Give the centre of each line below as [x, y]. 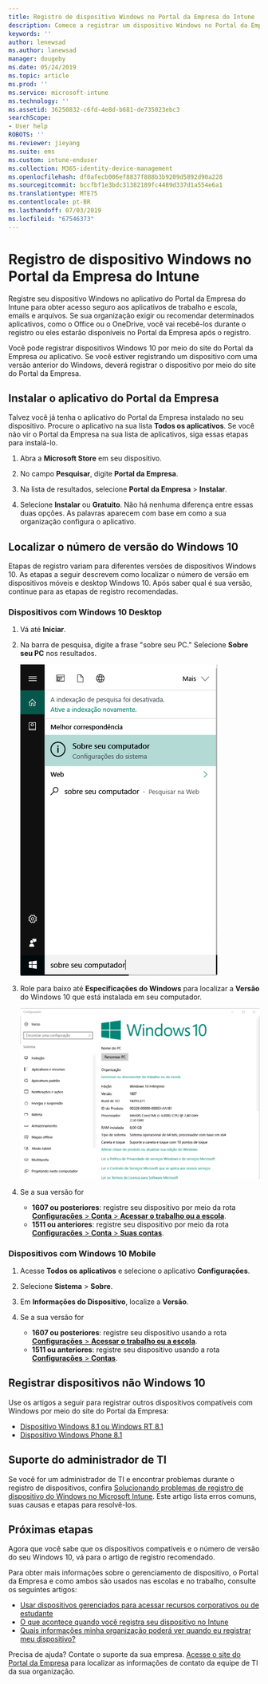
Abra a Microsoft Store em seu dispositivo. [91, 458]
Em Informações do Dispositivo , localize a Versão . [104, 1302]
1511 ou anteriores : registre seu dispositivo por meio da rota [130, 1224]
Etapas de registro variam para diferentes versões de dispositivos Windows [132, 566]
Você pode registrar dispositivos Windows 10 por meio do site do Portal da [131, 348]
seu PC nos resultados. [58, 654]
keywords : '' [30, 34]
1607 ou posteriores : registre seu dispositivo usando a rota [129, 1333]
